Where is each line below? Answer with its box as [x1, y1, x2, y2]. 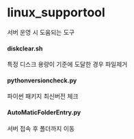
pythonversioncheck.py [7, 76, 77, 84]
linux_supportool [7, 5, 106, 20]
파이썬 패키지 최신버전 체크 [7, 92, 79, 100]
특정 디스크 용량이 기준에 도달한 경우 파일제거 [7, 60, 128, 69]
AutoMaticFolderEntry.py [7, 108, 81, 117]
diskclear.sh [7, 44, 43, 52]
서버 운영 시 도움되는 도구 [7, 28, 75, 36]
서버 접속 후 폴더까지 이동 [7, 124, 75, 132]
